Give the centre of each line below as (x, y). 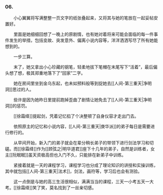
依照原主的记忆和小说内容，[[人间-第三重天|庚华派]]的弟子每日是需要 (82, 127)
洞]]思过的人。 (19, 89)
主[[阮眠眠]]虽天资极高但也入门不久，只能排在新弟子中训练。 (65, 155)
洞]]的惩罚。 (17, 106)
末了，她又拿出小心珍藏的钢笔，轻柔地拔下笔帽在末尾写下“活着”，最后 (83, 67)
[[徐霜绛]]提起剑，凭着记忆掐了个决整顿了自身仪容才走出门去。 (76, 116)
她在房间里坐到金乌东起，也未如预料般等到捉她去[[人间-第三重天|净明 (82, 83)
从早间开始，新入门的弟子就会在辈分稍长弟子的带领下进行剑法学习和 (81, 143)
